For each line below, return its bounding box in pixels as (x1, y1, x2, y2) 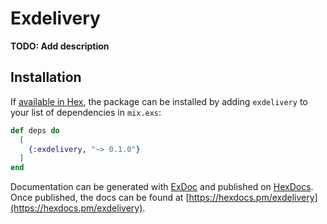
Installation (10, 69, 82, 86)
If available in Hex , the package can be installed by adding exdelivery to (10, 95, 308, 107)
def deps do (10, 125, 60, 136)
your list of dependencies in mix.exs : (10, 106, 162, 118)
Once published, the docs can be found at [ (10, 192, 190, 204)
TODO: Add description (10, 40, 110, 52)
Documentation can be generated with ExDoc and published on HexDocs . (10, 181, 314, 193)
